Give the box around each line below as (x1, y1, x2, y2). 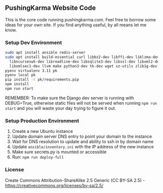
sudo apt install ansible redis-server (5, 50, 86, 55)
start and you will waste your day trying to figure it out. (5, 105, 116, 111)
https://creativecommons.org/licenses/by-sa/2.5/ (5, 182, 103, 188)
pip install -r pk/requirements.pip (5, 77, 79, 82)
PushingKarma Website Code (5, 4, 96, 12)
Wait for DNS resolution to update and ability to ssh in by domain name (12, 139, 154, 145)
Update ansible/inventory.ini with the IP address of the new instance (12, 144, 154, 150)
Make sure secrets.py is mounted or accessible (12, 149, 107, 155)
